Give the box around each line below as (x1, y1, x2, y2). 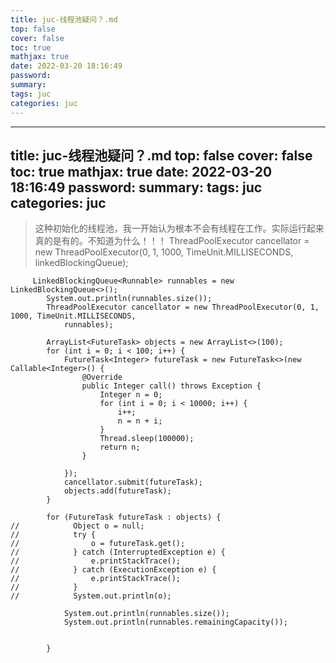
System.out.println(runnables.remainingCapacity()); (63, 617, 288, 628)
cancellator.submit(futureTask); (63, 477, 203, 488)
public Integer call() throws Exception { (81, 381, 262, 391)
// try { (10, 530, 97, 540)
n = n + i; (117, 416, 163, 426)
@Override (81, 372, 123, 383)
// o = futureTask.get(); (10, 539, 186, 549)
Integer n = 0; (99, 390, 163, 400)
